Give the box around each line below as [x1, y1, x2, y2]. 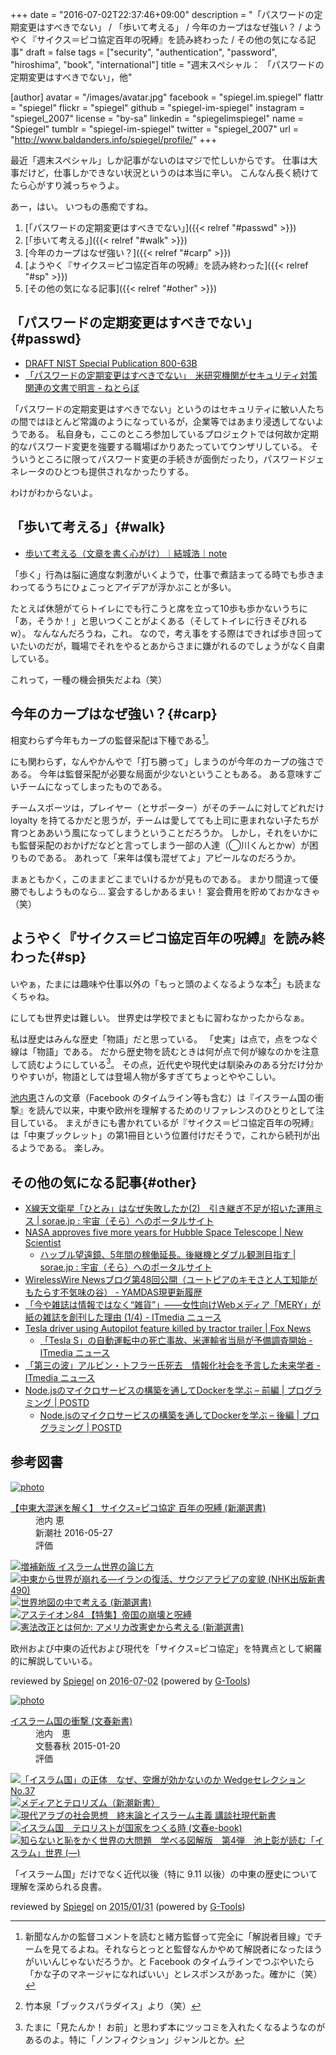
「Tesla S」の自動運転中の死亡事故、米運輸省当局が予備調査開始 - [39, 1334, 313, 1347]
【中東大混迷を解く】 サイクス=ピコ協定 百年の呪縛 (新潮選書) [10, 1501, 267, 1513]
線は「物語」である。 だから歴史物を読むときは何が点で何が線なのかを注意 [10, 1045, 320, 1057]
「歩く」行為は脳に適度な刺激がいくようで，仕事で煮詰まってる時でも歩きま [10, 568, 325, 580]
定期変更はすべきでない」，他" [10, 71, 133, 83]
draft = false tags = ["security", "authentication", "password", [25, 46, 278, 58]
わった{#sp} [10, 949, 87, 966]
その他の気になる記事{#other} [10, 1174, 198, 1191]
